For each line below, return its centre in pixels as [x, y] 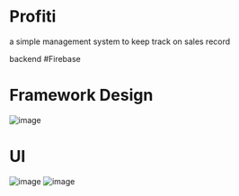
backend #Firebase [45, 58]
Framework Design [81, 95]
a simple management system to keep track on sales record [120, 41]
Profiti [33, 17]
